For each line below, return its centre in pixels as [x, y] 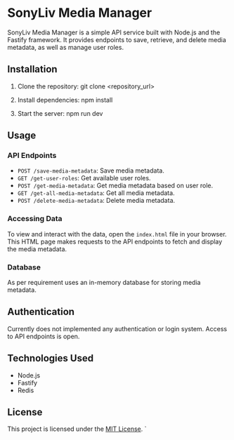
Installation [32, 69]
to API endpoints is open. [44, 336]
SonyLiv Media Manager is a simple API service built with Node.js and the [114, 32]
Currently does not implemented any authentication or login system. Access [117, 328]
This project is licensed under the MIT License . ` [77, 429]
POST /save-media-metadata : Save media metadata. [91, 171]
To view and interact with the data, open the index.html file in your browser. [117, 234]
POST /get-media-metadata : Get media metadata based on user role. [115, 186]
